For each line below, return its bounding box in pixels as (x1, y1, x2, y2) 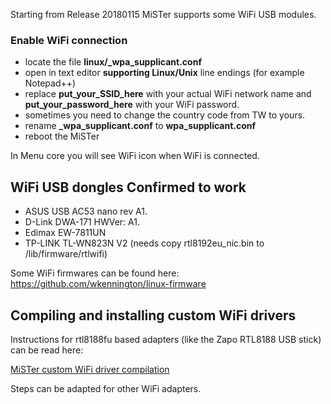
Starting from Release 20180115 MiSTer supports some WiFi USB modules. (10, 9, 317, 20)
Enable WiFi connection (10, 33, 128, 47)
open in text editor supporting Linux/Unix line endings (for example (24, 67, 305, 79)
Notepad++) (24, 77, 77, 89)
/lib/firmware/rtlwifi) (24, 248, 108, 260)
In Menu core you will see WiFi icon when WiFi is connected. (10, 150, 260, 162)
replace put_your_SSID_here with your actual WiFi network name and (24, 88, 312, 100)
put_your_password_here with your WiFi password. (24, 99, 240, 111)
